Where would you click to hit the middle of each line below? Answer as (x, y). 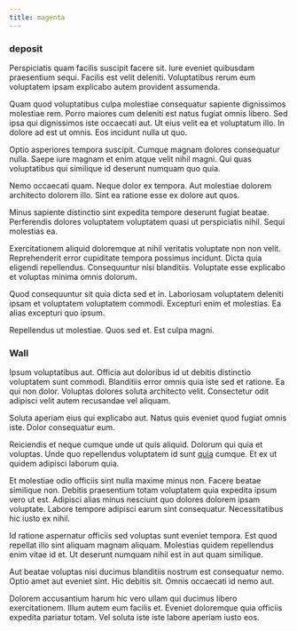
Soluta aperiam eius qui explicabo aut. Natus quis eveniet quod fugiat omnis (148, 418)
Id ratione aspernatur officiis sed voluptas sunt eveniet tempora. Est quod (143, 536)
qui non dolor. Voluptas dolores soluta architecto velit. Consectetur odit (139, 391)
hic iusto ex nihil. (40, 519)
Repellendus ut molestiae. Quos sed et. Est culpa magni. (112, 330)
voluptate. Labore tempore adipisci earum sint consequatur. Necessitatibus (146, 509)
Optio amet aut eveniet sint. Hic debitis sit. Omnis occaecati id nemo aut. (142, 581)
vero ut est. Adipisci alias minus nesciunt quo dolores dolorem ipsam (135, 499)
